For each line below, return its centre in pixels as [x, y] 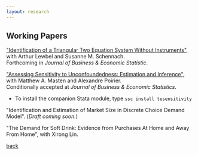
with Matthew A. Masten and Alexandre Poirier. [64, 80]
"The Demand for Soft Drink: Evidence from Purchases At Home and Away [98, 128]
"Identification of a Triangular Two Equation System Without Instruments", [97, 50]
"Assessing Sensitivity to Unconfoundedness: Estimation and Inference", [95, 75]
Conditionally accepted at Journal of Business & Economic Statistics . [91, 87]
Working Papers [37, 36]
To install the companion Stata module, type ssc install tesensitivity [103, 98]
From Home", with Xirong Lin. [42, 134]
